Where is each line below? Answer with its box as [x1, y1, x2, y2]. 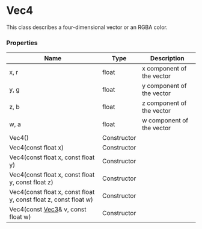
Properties [6, 39, 38, 47]
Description [150, 54, 185, 63]
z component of [142, 99, 187, 107]
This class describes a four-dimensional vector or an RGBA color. [6, 24, 168, 31]
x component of [142, 64, 187, 73]
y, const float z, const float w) [9, 195, 93, 204]
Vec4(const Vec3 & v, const [9, 205, 87, 214]
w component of [142, 116, 188, 125]
